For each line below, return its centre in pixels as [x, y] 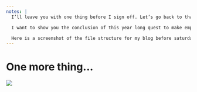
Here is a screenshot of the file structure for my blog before [91, 38]
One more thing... [50, 67]
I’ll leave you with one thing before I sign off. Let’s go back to [97, 17]
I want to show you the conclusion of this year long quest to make [97, 28]
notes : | [17, 11]
